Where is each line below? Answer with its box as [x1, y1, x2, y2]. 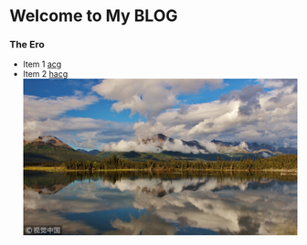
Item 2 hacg [22, 69, 69, 80]
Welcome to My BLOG [9, 5, 178, 27]
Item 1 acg [22, 59, 62, 69]
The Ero [9, 38, 45, 51]
